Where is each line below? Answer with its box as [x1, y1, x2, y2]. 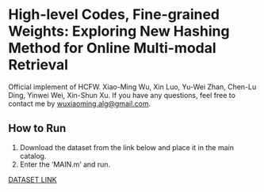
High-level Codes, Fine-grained [8, 6, 220, 24]
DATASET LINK [8, 175, 57, 184]
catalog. [19, 151, 47, 160]
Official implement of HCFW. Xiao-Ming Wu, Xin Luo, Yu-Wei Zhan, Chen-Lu [8, 81, 257, 92]
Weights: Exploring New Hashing [8, 22, 230, 40]
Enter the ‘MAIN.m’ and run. [19, 160, 111, 169]
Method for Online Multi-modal [8, 40, 216, 57]
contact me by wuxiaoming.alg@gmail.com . [8, 99, 151, 108]
